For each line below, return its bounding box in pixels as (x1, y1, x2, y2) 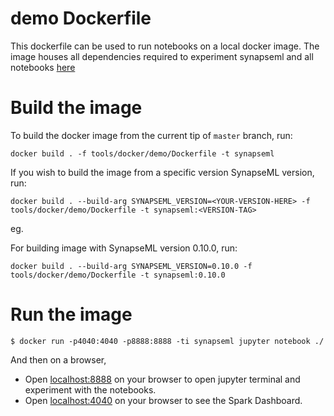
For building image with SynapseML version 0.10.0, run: (10, 242, 238, 254)
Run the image (10, 303, 133, 326)
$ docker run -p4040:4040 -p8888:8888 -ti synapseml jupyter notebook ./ (10, 336, 325, 346)
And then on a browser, (10, 353, 107, 366)
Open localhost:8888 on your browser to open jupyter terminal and (24, 373, 301, 385)
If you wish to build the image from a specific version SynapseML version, (10, 166, 315, 178)
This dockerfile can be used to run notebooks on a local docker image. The (10, 40, 320, 52)
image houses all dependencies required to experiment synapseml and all (10, 50, 314, 62)
